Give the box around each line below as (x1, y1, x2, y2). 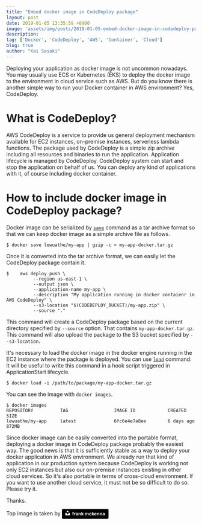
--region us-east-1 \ (32, 276, 87, 282)
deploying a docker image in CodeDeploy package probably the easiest (6, 440, 183, 447)
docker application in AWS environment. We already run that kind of (6, 453, 174, 460)
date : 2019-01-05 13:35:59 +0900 (6, 20, 90, 26)
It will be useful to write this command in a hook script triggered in (6, 361, 170, 369)
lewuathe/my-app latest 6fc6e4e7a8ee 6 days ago (6, 418, 195, 424)
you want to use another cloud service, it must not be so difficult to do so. (6, 479, 189, 486)
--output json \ (32, 281, 74, 287)
